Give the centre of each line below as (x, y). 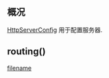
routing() (26, 52)
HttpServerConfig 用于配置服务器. (55, 30)
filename (20, 68)
